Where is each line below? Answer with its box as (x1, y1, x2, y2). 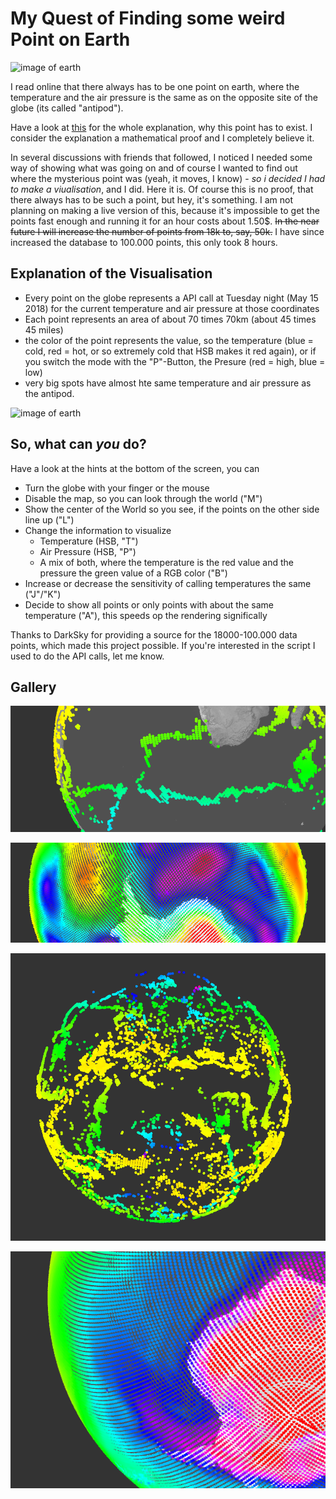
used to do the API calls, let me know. (10, 650, 165, 662)
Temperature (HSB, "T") (39, 535, 139, 547)
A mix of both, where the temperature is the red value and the (39, 556, 294, 568)
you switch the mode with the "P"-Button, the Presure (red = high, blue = (24, 355, 326, 367)
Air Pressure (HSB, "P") (39, 545, 137, 557)
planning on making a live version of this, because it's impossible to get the (10, 204, 320, 216)
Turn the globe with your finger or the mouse (24, 482, 210, 494)
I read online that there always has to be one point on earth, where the (10, 80, 300, 92)
